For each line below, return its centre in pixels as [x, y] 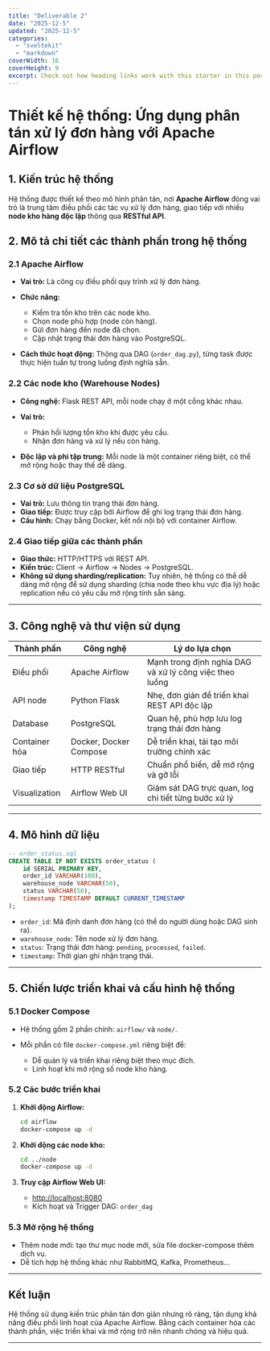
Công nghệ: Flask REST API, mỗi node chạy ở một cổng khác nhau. [131, 401]
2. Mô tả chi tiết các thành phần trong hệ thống [128, 241]
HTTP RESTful [98, 770]
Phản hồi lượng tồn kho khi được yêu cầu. [100, 432]
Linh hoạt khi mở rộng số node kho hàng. [100, 1068]
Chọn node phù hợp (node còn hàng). [94, 321]
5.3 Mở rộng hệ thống [51, 1227]
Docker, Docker [100, 742]
